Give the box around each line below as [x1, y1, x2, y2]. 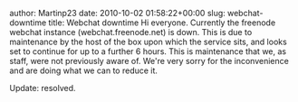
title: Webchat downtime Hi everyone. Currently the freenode [48, 17, 276, 28]
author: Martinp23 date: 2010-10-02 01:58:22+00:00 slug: [9, 8, 226, 18]
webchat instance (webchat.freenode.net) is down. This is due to [9, 27, 253, 37]
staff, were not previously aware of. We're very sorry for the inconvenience [9, 56, 290, 66]
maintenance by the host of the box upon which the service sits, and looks [9, 36, 287, 47]
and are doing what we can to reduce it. [9, 65, 159, 76]
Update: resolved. [9, 83, 76, 93]
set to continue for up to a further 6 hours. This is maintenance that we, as [9, 46, 287, 57]
